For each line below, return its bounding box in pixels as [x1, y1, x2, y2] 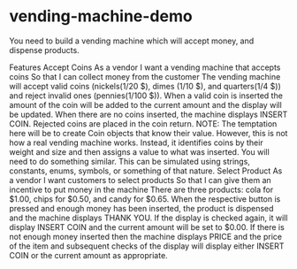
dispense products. [9, 44, 80, 55]
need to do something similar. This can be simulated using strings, [9, 156, 250, 166]
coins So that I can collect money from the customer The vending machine [9, 71, 281, 81]
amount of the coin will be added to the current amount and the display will [9, 99, 283, 110]
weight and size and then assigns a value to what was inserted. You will [9, 146, 270, 157]
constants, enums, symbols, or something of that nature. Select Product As [9, 165, 283, 176]
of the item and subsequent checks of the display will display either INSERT [9, 241, 285, 251]
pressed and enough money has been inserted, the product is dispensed [9, 203, 274, 213]
